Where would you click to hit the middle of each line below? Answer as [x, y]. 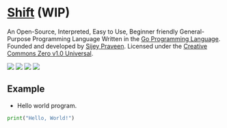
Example [26, 89]
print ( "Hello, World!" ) [41, 118]
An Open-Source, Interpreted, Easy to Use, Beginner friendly [93, 31]
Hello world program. [47, 105]
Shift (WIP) [39, 13]
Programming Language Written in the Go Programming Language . [126, 38]
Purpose [19, 38]
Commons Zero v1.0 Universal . [50, 53]
